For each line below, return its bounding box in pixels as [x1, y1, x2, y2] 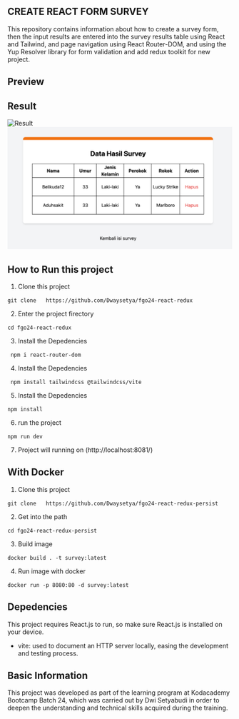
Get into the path [17, 512, 68, 521]
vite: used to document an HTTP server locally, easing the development [17, 641, 229, 650]
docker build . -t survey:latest [7, 554, 107, 561]
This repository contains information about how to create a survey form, [7, 24, 219, 33]
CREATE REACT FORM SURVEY [7, 6, 149, 18]
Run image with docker [17, 567, 86, 575]
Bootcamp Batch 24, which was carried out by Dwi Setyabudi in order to [7, 696, 220, 705]
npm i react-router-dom [10, 351, 81, 358]
